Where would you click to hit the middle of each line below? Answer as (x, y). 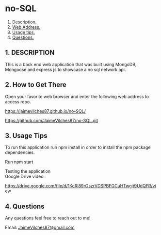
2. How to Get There (36, 85)
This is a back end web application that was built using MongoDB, (71, 64)
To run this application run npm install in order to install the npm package (78, 147)
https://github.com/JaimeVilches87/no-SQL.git (52, 120)
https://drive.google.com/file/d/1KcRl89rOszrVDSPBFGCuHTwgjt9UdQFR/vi (80, 186)
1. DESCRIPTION (30, 53)
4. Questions (25, 206)
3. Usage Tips (26, 136)
